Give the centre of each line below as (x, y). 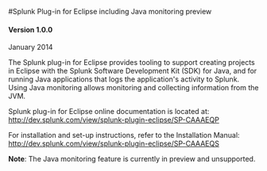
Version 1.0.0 (31, 29)
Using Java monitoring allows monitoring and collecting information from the (133, 88)
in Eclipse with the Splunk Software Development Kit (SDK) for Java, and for (133, 71)
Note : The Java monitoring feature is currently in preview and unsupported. (132, 159)
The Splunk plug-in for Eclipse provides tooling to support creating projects (132, 63)
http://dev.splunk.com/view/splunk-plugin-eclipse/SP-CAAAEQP (114, 120)
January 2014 (31, 47)
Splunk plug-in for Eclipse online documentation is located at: (109, 112)
